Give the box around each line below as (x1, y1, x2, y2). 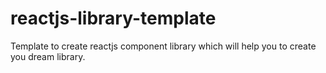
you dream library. (10, 50, 86, 62)
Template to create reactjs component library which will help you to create (10, 40, 317, 52)
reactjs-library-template (10, 7, 217, 30)
